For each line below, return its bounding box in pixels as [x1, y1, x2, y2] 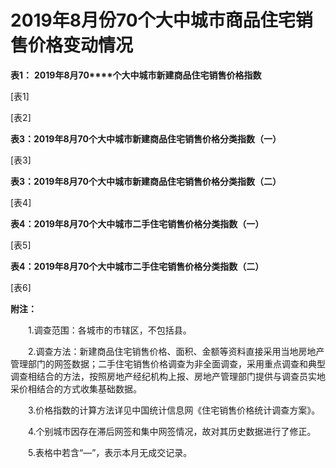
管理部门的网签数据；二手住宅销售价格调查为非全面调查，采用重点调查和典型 [10, 357, 326, 370]
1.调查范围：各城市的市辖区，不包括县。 [27, 324, 192, 336]
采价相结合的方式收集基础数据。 [10, 382, 142, 395]
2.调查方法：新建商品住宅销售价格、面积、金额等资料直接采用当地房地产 [27, 345, 325, 357]
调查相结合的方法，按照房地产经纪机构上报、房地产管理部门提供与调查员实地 [10, 370, 326, 382]
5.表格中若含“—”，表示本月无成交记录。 [27, 446, 193, 458]
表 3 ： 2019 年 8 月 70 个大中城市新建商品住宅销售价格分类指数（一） [10, 132, 282, 145]
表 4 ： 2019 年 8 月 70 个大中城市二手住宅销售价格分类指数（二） [10, 260, 265, 272]
